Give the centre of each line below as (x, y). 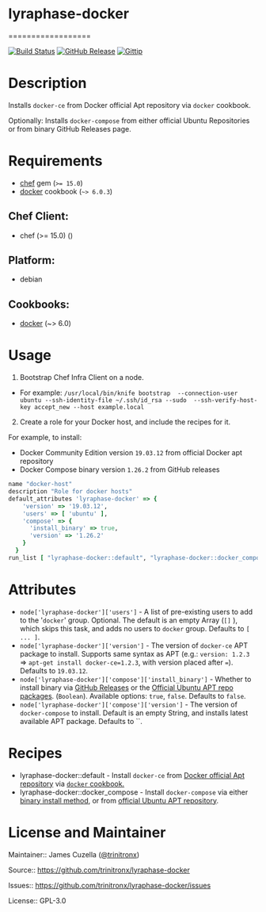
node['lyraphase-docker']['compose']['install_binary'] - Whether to (135, 679)
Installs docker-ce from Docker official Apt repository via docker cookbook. (129, 105)
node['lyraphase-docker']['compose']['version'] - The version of (128, 704)
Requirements (55, 161)
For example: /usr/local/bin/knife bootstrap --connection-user (129, 393)
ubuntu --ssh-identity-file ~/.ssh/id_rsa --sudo (103, 400)
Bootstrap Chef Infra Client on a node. (82, 377)
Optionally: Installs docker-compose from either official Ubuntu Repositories (129, 121)
